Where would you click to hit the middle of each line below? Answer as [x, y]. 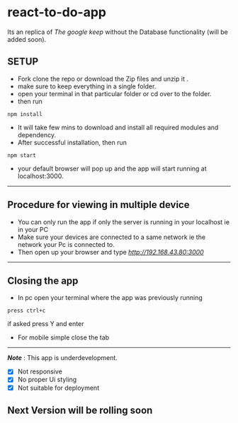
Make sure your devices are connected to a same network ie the [112, 237]
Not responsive [40, 371]
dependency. [37, 134]
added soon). [27, 39]
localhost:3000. [40, 176]
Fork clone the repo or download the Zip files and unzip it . [103, 79]
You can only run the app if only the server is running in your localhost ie [124, 222]
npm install [25, 114]
